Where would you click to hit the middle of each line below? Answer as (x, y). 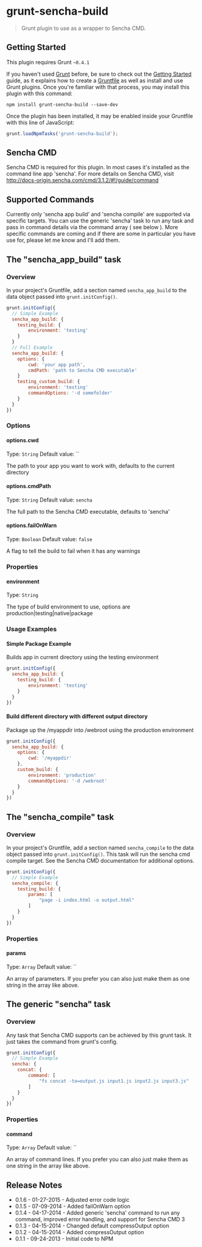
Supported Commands (50, 199)
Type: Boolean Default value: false (49, 539)
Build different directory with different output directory (77, 717)
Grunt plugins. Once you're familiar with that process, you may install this (98, 87)
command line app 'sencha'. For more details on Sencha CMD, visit (90, 174)
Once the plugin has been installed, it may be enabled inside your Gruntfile (100, 116)
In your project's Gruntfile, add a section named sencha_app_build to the (96, 290)
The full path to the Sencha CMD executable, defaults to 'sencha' (88, 511)
